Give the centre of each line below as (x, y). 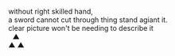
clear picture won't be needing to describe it (81, 28)
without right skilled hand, (51, 11)
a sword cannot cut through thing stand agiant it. (88, 20)
